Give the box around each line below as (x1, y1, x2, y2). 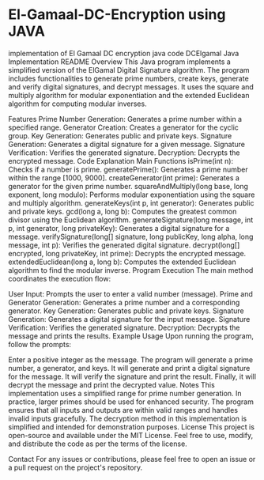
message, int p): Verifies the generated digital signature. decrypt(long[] (8, 240, 240, 250)
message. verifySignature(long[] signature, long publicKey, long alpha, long (8, 232, 254, 241)
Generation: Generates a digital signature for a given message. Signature (8, 139, 246, 149)
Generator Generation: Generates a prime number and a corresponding (8, 297, 240, 307)
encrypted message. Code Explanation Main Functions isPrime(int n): (8, 156, 234, 165)
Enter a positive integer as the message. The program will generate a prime (8, 354, 254, 365)
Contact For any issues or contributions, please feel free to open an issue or (8, 454, 256, 463)
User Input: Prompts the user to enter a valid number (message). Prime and (8, 289, 253, 298)
